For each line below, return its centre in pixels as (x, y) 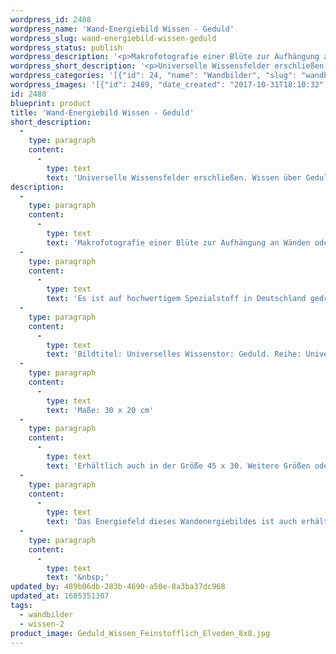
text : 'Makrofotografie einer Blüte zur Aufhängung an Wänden (178, 242)
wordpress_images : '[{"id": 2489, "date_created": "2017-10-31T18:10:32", (169, 85)
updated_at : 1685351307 (60, 596)
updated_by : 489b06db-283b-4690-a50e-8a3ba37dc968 (118, 587)
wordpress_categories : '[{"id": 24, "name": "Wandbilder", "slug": (154, 76)
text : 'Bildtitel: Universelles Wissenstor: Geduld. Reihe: (174, 354)
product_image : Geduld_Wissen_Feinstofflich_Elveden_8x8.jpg (140, 633)
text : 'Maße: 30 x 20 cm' (100, 410)
